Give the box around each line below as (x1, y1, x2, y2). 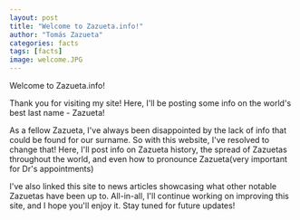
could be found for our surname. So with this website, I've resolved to (9, 135, 270, 145)
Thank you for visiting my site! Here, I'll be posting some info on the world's (9, 98, 292, 109)
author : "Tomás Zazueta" (9, 30, 103, 39)
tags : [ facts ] (9, 47, 63, 56)
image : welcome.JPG (9, 55, 83, 64)
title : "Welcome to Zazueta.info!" (9, 22, 144, 31)
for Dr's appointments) (9, 164, 94, 174)
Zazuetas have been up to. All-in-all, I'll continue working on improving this (9, 191, 290, 201)
